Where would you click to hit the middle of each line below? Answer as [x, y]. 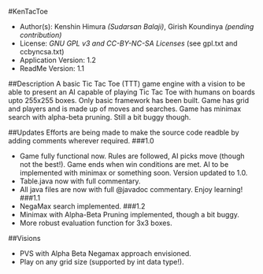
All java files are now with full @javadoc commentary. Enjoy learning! [131, 189]
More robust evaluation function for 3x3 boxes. [96, 223]
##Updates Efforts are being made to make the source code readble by [124, 132]
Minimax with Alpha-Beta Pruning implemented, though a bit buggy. [130, 215]
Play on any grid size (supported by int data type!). [102, 262]
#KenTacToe [28, 11]
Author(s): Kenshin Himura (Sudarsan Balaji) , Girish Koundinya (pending [137, 26]
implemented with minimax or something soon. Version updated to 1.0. [133, 173]
